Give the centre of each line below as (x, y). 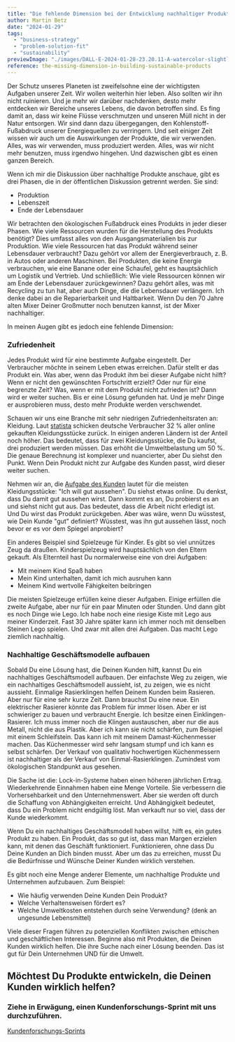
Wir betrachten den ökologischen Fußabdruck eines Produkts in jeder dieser (117, 223)
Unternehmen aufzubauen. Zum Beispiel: (66, 882)
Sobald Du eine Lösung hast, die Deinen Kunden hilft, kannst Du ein (105, 670)
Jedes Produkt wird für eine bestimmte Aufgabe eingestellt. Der (99, 360)
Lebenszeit (33, 202)
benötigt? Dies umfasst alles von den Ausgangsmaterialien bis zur (102, 238)
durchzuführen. (35, 1015)
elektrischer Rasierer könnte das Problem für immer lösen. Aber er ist (107, 707)
